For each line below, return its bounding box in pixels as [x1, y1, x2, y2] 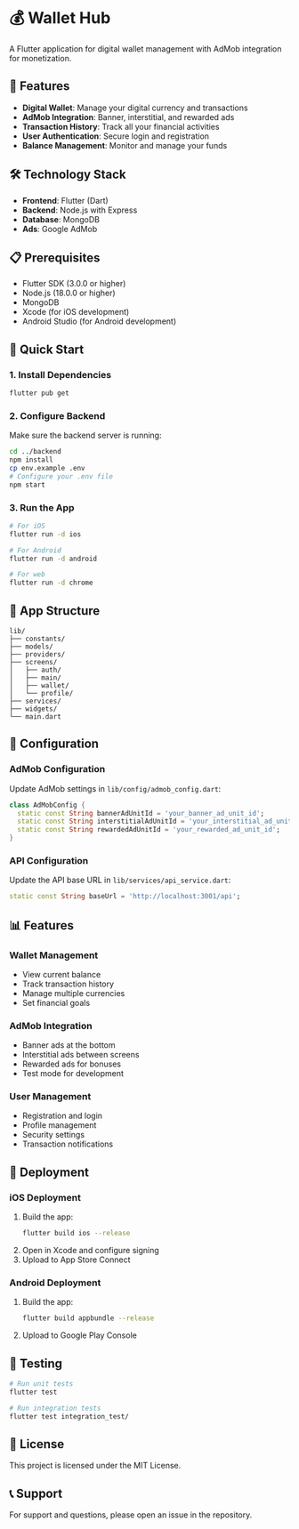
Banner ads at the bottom [21, 1040, 116, 1050]
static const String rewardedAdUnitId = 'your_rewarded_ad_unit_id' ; [17, 825, 280, 834]
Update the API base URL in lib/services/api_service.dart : [9, 874, 231, 886]
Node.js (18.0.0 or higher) [21, 287, 116, 299]
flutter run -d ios [9, 529, 82, 539]
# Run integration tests [9, 1404, 101, 1412]
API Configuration [9, 854, 89, 866]
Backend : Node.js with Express [21, 205, 138, 215]
